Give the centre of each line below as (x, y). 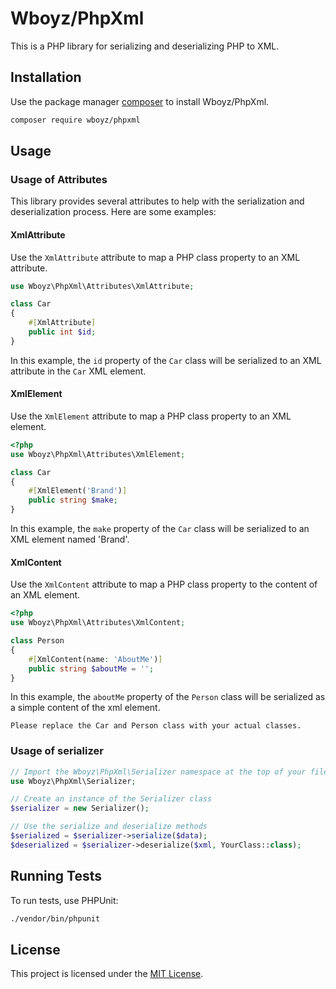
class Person (37, 641)
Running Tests (56, 876)
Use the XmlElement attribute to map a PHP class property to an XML (151, 416)
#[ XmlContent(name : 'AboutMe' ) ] (95, 659)
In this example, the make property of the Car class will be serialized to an (160, 529)
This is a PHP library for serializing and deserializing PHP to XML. (145, 46)
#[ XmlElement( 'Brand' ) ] (78, 491)
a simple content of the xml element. (85, 708)
